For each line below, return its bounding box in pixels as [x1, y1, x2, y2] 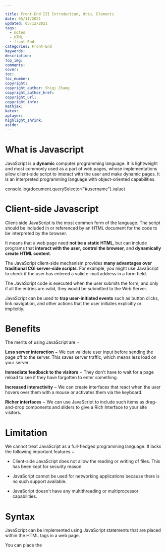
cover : [5, 67, 19, 72]
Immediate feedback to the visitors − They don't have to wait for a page [5, 369, 154, 375]
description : [5, 53, 32, 58]
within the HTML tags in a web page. [5, 533, 80, 539]
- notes [9, 30, 26, 35]
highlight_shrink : [5, 118, 43, 123]
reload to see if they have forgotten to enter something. [5, 375, 118, 381]
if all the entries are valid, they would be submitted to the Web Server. [5, 285, 148, 291]
